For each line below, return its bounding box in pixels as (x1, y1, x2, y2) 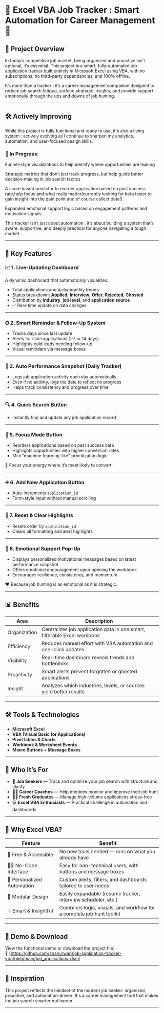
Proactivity (7, 671, 33, 678)
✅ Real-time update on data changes (12, 302, 87, 308)
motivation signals (5, 211, 42, 217)
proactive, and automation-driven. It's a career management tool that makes (5, 992, 159, 998)
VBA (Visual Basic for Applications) (12, 731, 86, 737)
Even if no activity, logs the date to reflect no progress (12, 379, 122, 385)
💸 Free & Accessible (7, 851, 54, 858)
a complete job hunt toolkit (59, 910, 121, 917)
